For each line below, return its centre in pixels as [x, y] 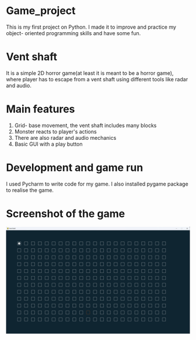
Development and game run [75, 167]
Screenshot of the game [66, 213]
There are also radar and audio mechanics [65, 138]
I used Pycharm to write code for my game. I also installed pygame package [97, 184]
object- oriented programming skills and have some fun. [73, 33]
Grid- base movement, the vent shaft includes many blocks [85, 125]
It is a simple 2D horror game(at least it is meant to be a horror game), [90, 73]
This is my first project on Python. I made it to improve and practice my [91, 27]
